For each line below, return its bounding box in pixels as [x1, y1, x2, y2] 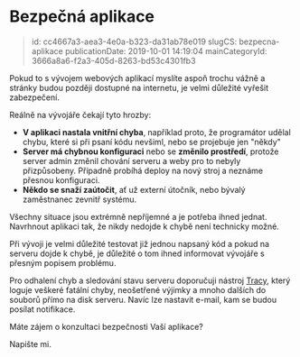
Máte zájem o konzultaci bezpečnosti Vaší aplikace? [9, 321, 203, 332]
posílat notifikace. [9, 304, 76, 315]
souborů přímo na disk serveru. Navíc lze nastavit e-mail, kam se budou [9, 294, 277, 305]
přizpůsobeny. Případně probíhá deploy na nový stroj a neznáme [22, 165, 264, 176]
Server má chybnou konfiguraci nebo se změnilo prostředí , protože [22, 146, 279, 157]
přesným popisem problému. [9, 257, 117, 268]
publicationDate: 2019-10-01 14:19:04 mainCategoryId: [64, 45, 267, 56]
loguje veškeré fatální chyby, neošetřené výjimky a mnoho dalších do [9, 284, 267, 295]
